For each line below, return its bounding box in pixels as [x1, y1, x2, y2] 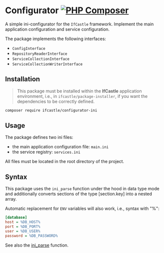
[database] [5, 215, 27, 220]
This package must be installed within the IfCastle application [17, 88, 142, 94]
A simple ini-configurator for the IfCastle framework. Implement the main [5, 21, 154, 27]
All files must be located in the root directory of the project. [5, 159, 124, 164]
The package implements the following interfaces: [5, 36, 106, 42]
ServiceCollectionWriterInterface [12, 62, 83, 67]
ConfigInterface [12, 46, 46, 51]
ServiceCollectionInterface [12, 56, 70, 61]
